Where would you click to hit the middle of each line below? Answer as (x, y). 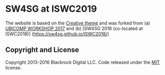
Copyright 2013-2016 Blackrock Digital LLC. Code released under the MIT (82, 62)
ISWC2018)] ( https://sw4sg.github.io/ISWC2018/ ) (57, 34)
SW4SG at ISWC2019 (51, 9)
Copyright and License (42, 50)
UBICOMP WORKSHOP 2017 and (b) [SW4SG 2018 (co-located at (74, 28)
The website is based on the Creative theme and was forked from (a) (78, 23)
